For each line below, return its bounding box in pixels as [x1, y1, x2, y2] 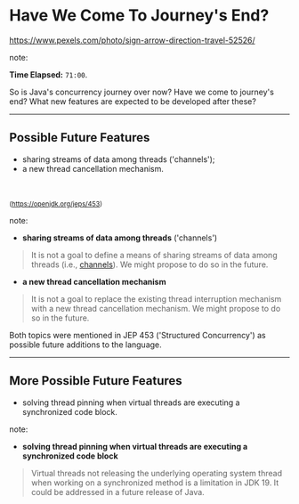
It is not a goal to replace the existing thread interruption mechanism [30, 293, 282, 304]
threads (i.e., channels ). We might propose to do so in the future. [30, 259, 269, 270]
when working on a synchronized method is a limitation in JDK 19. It [30, 477, 279, 488]
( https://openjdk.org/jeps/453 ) [9, 199, 102, 208]
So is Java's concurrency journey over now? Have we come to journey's [9, 86, 274, 97]
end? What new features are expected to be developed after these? [9, 95, 256, 107]
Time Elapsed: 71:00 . [9, 69, 88, 80]
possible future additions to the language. [9, 339, 162, 350]
